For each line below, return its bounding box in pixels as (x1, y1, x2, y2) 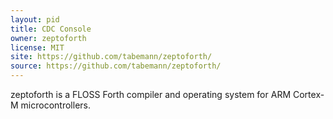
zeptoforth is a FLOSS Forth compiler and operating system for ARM (10, 89, 292, 100)
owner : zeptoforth (10, 33, 87, 43)
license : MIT (10, 42, 65, 53)
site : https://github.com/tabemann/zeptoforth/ (10, 52, 213, 62)
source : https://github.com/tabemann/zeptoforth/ (10, 61, 222, 71)
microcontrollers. (20, 99, 91, 111)
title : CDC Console (10, 24, 92, 34)
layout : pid (10, 14, 60, 25)
